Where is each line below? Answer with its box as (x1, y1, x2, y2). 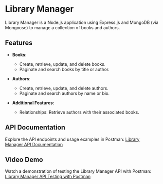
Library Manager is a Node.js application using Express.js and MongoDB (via (5, 19, 159, 25)
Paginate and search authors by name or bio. (19, 90, 110, 96)
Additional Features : (12, 100, 54, 106)
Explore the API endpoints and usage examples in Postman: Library (5, 136, 140, 142)
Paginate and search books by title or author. (19, 66, 109, 72)
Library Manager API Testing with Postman (5, 174, 91, 180)
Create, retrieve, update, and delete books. (19, 61, 106, 67)
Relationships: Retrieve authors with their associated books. (19, 109, 140, 115)
